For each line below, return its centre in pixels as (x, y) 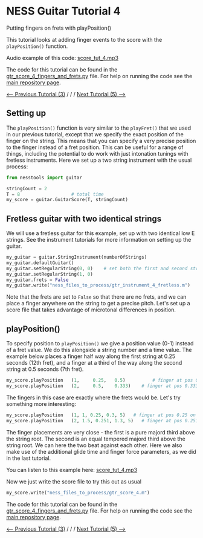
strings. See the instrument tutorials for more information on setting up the (99, 240)
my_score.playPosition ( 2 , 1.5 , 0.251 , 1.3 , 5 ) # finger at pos (94, 420)
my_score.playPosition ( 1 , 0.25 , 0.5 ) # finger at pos (100, 380)
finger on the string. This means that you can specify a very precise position (101, 141)
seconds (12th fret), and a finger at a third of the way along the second (94, 363)
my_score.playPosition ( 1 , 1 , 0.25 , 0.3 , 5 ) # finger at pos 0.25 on (101, 415)
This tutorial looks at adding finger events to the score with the (84, 39)
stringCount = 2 (27, 188)
